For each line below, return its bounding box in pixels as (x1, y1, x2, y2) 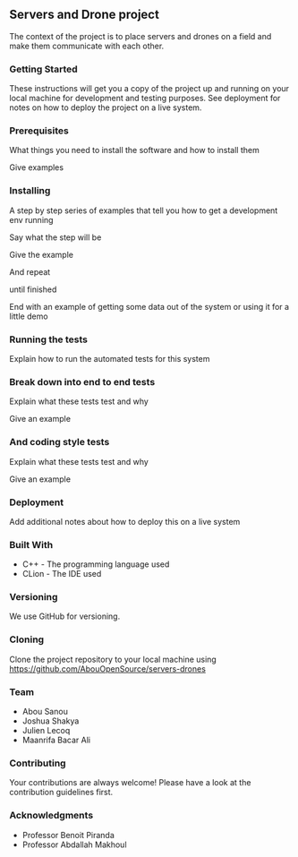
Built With (9, 538, 54, 551)
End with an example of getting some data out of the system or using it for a (9, 301, 289, 312)
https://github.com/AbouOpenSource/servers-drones (9, 663, 206, 674)
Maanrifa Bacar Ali (21, 734, 91, 746)
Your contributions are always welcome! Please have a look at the (9, 777, 251, 788)
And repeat (9, 266, 51, 277)
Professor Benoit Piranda (21, 829, 115, 840)
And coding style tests (9, 436, 110, 449)
